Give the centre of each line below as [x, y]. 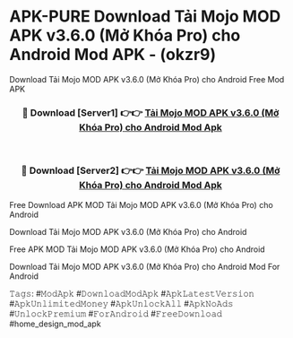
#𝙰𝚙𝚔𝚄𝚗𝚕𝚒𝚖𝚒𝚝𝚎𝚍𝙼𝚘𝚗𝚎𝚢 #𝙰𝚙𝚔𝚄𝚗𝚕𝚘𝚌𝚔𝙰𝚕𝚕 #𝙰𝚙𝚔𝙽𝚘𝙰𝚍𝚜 [121, 303]
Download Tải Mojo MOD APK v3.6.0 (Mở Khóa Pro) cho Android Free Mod [147, 79]
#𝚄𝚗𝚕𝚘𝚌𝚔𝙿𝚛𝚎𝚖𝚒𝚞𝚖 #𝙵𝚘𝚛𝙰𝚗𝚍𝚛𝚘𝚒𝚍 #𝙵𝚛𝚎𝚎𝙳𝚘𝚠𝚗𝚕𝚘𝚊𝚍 [116, 313]
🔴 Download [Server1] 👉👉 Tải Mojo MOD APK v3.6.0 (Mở [151, 112]
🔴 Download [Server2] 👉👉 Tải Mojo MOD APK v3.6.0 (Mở [151, 170]
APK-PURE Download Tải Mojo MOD [145, 17]
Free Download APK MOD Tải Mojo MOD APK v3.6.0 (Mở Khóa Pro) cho [141, 204]
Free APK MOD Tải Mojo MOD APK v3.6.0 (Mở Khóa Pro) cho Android [138, 249]
